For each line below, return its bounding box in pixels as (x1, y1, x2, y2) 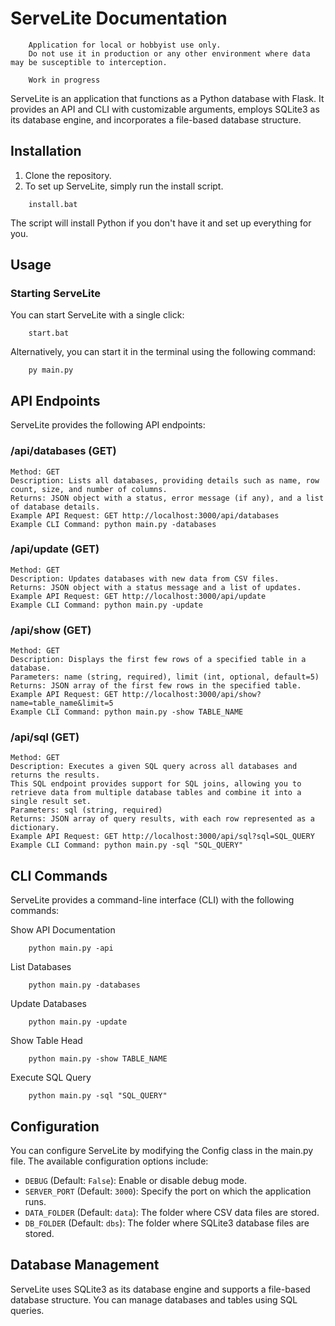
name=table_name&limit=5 (10, 698, 114, 709)
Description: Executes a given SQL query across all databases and (10, 762, 298, 772)
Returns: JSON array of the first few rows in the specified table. (10, 681, 302, 691)
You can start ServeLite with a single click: (10, 309, 185, 321)
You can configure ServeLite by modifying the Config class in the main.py (10, 1145, 314, 1157)
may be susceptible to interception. (10, 57, 168, 67)
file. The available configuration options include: (10, 1155, 209, 1167)
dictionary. (10, 823, 60, 833)
